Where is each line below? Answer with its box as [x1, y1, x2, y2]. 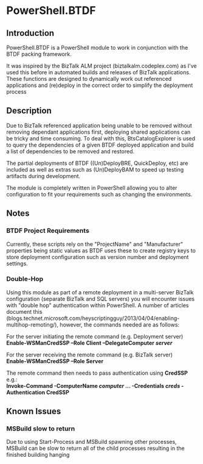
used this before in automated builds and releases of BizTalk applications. [6, 69, 191, 76]
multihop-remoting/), [6, 320, 59, 328]
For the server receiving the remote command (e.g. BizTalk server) [6, 351, 173, 358]
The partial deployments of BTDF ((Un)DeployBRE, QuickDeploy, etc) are [6, 159, 188, 167]
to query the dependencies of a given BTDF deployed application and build [6, 141, 194, 148]
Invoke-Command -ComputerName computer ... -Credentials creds [6, 382, 181, 389]
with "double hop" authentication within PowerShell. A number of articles [6, 302, 189, 309]
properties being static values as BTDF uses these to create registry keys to [6, 247, 196, 254]
